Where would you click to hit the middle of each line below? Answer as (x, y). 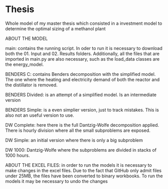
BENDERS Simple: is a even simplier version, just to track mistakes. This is (82, 110)
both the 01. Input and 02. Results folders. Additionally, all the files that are (82, 54)
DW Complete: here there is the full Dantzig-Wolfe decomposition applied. (82, 125)
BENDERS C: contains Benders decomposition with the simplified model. (80, 74)
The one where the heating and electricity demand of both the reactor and (82, 79)
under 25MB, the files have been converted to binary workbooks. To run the (84, 176)
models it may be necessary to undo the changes (57, 181)
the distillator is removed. (32, 85)
